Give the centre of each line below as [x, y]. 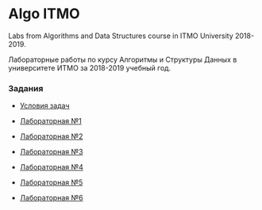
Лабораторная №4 [51, 167]
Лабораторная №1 [50, 121]
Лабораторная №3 [51, 152]
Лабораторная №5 [51, 182]
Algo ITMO [44, 14]
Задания [26, 88]
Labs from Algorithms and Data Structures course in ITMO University [121, 36]
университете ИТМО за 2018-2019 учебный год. [90, 67]
